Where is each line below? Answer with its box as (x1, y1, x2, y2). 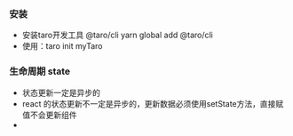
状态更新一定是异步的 (21, 87, 100, 98)
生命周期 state (9, 65, 71, 77)
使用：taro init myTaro (21, 41, 104, 52)
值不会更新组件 (21, 109, 77, 120)
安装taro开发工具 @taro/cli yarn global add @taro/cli (21, 29, 213, 41)
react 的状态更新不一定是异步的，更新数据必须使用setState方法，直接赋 (21, 98, 284, 108)
